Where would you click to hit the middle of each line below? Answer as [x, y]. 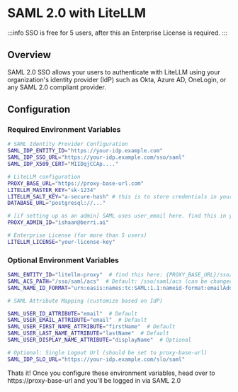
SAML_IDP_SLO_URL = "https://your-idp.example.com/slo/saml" [96, 359]
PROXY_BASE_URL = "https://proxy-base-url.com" [75, 183]
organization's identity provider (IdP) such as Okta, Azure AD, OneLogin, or [117, 79]
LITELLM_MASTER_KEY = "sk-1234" [52, 190]
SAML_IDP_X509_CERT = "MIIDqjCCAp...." [63, 164]
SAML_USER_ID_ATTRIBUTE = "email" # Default [73, 313]
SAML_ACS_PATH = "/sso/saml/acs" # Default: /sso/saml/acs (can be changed [120, 281]
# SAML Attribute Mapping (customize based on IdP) [85, 301]
